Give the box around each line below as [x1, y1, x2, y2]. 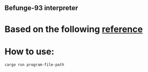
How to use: [4, 46, 55, 57]
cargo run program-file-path [4, 62, 64, 67]
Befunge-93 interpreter [4, 4, 78, 12]
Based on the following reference [4, 24, 143, 35]
